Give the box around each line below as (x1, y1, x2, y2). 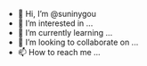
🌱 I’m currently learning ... (17, 28, 113, 37)
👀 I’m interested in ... (17, 18, 94, 29)
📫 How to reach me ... (17, 47, 101, 57)
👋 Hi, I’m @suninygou (17, 9, 96, 19)
